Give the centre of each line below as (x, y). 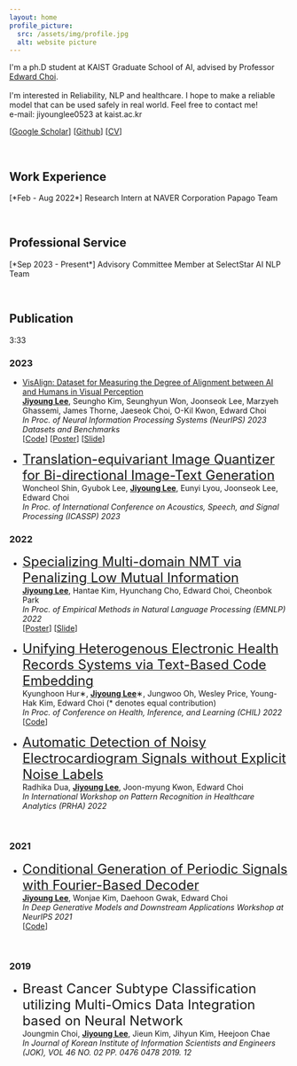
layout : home (33, 17)
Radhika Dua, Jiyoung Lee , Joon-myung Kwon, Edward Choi (133, 787)
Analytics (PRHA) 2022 (64, 806)
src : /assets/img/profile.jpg (73, 34)
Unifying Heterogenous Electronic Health (150, 649)
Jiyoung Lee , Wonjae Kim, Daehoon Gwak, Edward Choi (125, 898)
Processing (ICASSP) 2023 (71, 516)
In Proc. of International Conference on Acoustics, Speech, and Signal (150, 507)
